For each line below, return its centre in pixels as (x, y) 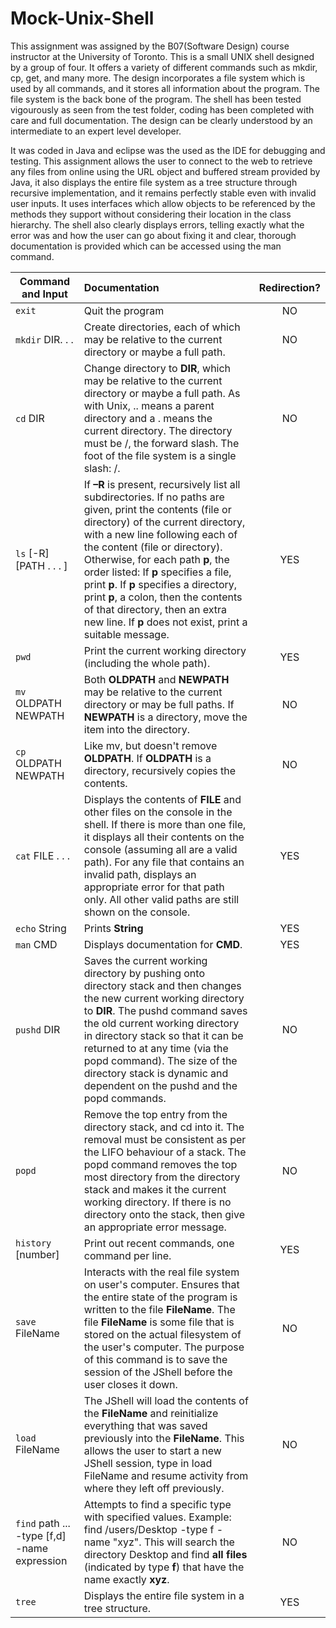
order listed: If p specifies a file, (157, 572)
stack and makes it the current (155, 1189)
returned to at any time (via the (156, 1048)
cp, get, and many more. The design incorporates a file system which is (158, 78)
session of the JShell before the (158, 1372)
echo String (41, 928)
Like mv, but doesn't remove (150, 745)
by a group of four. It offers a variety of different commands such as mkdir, (164, 67)
